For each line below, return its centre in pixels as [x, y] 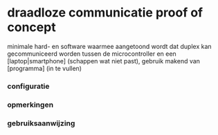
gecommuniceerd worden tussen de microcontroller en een [92, 54]
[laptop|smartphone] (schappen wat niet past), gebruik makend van [104, 61]
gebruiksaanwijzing [41, 123]
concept [32, 27]
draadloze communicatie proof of [105, 13]
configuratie [28, 86]
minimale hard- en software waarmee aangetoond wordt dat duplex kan [110, 46]
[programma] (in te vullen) [44, 68]
